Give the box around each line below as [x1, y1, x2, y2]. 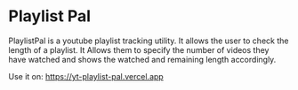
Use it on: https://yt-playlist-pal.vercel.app [8, 71, 164, 81]
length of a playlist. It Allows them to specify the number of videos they [8, 44, 270, 55]
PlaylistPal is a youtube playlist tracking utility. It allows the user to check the [8, 35, 289, 46]
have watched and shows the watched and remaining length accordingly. [8, 54, 277, 64]
